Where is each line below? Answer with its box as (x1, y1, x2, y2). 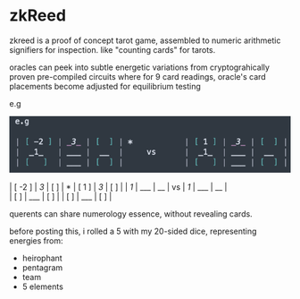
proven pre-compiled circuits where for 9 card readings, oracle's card (9, 71, 266, 81)
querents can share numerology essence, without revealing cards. (9, 209, 253, 219)
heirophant (21, 252, 62, 264)
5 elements (21, 281, 64, 292)
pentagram (21, 262, 63, 273)
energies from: (9, 235, 64, 246)
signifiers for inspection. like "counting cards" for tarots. (9, 44, 216, 55)
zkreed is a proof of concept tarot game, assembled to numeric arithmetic (9, 35, 281, 46)
